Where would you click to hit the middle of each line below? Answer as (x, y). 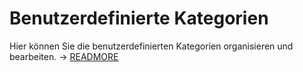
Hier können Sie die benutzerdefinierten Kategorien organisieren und (151, 46)
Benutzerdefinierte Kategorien (139, 18)
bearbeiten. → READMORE (64, 56)
